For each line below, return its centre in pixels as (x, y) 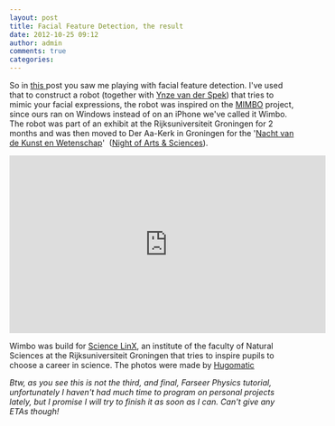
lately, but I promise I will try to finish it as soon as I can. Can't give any (142, 402)
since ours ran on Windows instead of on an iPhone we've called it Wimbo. (148, 114)
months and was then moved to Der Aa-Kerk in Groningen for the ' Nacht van (152, 133)
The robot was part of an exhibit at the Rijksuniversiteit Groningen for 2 (141, 124)
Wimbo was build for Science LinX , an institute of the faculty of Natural (141, 346)
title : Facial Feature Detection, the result (96, 26)
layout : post (34, 18)
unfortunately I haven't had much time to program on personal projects (142, 392)
